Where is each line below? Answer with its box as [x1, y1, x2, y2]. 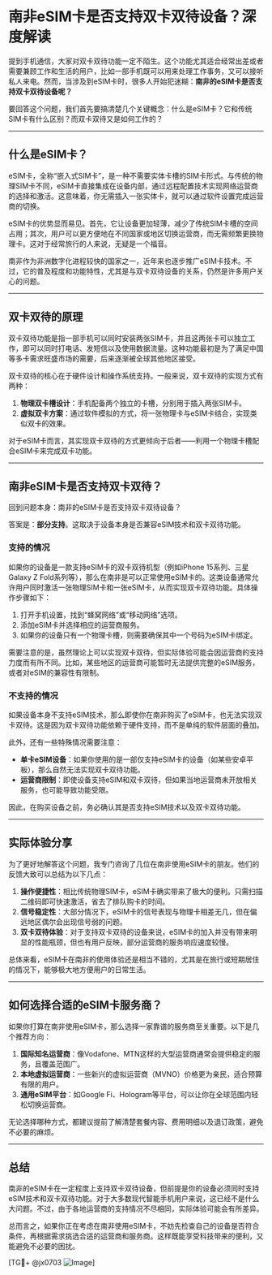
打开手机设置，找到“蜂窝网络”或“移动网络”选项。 [19, 610, 182, 620]
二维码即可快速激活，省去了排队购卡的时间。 [19, 897, 170, 906]
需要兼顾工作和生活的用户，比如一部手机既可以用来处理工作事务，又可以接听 [8, 66, 264, 76]
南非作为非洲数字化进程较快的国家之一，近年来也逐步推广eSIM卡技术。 [8, 256, 245, 266]
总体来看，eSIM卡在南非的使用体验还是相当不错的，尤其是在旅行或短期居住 [8, 954, 260, 964]
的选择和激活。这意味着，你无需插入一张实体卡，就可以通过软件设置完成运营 [8, 191, 264, 201]
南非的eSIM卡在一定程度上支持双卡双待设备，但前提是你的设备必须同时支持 [8, 1183, 260, 1194]
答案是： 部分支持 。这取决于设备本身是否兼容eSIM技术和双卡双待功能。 [8, 520, 245, 529]
